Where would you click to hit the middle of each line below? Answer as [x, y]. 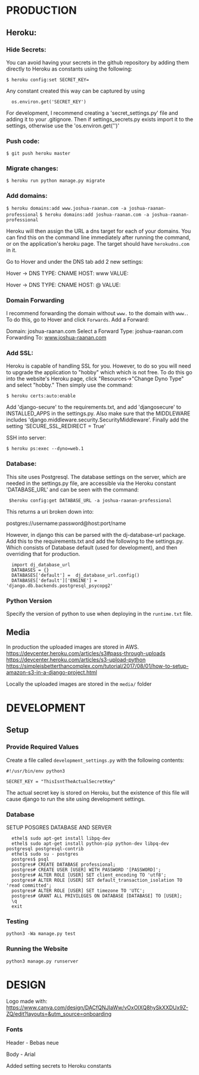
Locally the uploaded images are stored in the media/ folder [79, 684]
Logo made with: [27, 1001]
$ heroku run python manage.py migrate [56, 181]
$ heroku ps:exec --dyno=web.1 [45, 449]
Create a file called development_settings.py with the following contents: [95, 760]
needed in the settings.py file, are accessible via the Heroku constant [91, 483]
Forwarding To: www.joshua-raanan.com [56, 338]
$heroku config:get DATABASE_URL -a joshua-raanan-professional [90, 500]
